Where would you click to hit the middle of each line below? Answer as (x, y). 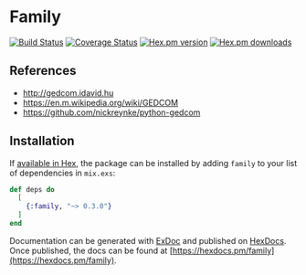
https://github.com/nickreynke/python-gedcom (111, 112)
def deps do (32, 189)
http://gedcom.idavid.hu (68, 92)
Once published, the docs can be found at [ (91, 250)
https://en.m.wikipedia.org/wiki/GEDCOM (100, 102)
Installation (42, 141)
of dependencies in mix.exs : (63, 173)
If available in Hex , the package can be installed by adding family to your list (153, 163)
